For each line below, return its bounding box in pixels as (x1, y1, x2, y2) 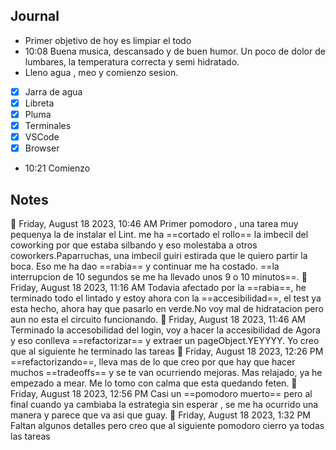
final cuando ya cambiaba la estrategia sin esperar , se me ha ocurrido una (10, 399, 319, 410)
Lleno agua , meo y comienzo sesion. (24, 66, 179, 78)
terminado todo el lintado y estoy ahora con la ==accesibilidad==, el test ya (10, 292, 322, 304)
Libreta (24, 97, 55, 109)
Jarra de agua (24, 85, 83, 98)
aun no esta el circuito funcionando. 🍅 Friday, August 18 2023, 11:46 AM (10, 314, 307, 325)
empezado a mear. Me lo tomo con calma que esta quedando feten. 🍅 (10, 377, 298, 389)
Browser (24, 142, 60, 154)
